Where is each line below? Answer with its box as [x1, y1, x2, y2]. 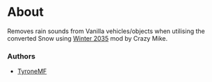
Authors [7, 51, 36, 61]
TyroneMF [17, 67, 47, 76]
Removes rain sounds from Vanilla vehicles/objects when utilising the [7, 27, 205, 35]
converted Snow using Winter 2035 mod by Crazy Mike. [7, 34, 168, 42]
